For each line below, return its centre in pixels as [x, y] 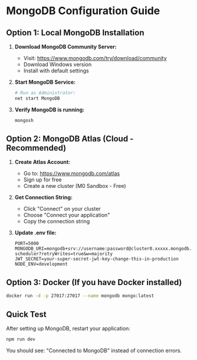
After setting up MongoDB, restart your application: [68, 328]
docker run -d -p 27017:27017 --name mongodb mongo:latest [80, 296]
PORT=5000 [27, 244]
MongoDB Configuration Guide [83, 11]
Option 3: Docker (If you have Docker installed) [94, 282]
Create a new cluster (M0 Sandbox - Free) [75, 186]
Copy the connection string [57, 222]
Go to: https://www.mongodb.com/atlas [71, 174]
